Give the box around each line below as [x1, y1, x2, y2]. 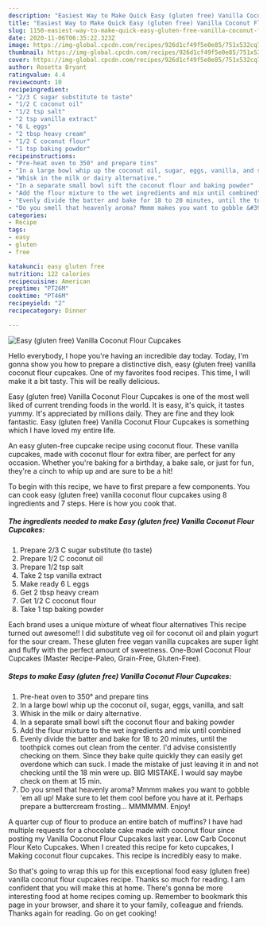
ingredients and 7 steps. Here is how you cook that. [8, 498, 177, 508]
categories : [8, 211, 48, 219]
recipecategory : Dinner [8, 307, 87, 315]
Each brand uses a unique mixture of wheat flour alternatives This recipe [8, 619, 246, 629]
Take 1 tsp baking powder [19, 604, 104, 614]
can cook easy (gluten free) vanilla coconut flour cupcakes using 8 [8, 490, 227, 499]
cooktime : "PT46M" [8, 292, 69, 300]
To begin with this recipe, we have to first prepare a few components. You [8, 482, 250, 491]
